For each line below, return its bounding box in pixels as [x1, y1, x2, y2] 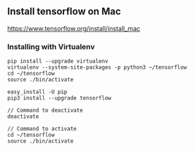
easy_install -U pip [7, 88, 68, 96]
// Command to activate [7, 126, 77, 133]
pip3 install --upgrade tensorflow [7, 95, 112, 102]
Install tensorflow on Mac [7, 6, 122, 18]
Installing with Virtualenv [7, 41, 95, 51]
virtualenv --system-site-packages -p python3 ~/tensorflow [7, 64, 188, 71]
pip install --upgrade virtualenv [7, 58, 109, 65]
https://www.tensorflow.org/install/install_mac [7, 24, 141, 32]
